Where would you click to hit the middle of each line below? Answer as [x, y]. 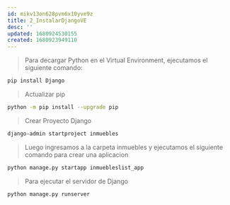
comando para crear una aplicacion [76, 154]
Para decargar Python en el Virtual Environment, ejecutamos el [116, 60]
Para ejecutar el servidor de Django [76, 181]
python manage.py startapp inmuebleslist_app [75, 168]
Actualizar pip [45, 94]
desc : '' [20, 27]
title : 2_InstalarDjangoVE [47, 20]
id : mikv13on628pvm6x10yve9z [50, 14]
